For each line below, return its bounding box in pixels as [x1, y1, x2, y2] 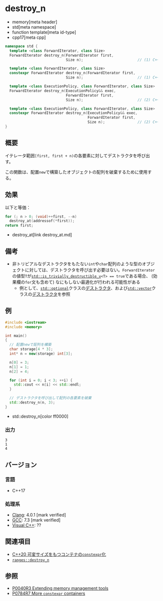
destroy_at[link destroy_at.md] [12, 232, 72, 238]
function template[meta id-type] [12, 29, 77, 35]
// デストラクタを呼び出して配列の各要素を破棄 [9, 396, 92, 401]
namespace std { [5, 44, 38, 49]
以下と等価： [5, 204, 31, 210]
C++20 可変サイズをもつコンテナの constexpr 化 [12, 551, 106, 557]
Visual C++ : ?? [12, 522, 41, 528]
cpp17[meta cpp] [12, 34, 46, 40]
